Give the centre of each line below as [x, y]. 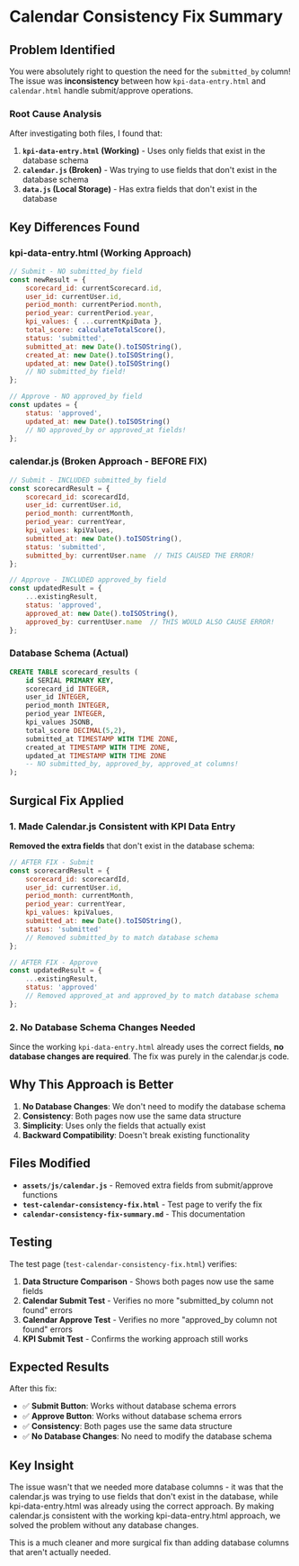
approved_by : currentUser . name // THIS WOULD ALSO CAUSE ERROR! [150, 622]
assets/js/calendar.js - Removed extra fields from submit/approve [148, 1185]
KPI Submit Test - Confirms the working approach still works [135, 1338]
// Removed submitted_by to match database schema [122, 937]
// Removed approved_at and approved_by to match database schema [152, 996]
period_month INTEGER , [68, 706]
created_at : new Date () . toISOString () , [100, 355]
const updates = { [44, 405]
